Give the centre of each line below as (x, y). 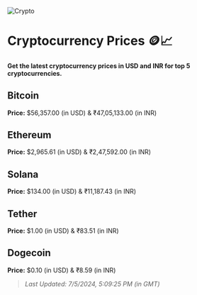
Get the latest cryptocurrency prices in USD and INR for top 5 (99, 66)
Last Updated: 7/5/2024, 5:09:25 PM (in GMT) (92, 284)
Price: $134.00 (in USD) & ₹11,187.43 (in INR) (72, 191)
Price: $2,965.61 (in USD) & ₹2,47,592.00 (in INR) (79, 152)
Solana (23, 174)
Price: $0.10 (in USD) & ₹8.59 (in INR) (62, 270)
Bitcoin (23, 96)
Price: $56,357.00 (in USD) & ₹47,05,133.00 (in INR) (82, 113)
